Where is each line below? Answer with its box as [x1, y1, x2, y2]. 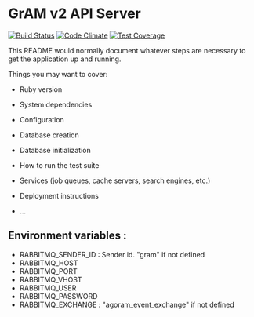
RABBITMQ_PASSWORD [19, 291, 98, 301]
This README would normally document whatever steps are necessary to [8, 46, 246, 55]
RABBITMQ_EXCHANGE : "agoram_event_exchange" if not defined [19, 300, 234, 309]
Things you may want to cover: [8, 69, 108, 78]
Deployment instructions [19, 191, 100, 200]
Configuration [19, 115, 64, 124]
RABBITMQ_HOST [19, 258, 78, 268]
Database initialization [19, 145, 92, 155]
